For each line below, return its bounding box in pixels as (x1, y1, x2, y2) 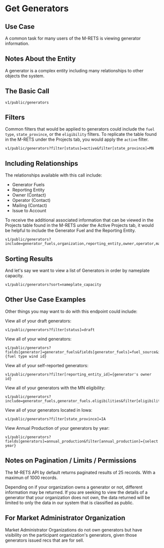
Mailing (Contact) (12, 202, 47, 208)
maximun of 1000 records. (5, 475, 58, 481)
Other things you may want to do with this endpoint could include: (5, 308, 138, 314)
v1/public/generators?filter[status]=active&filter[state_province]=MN (5, 146, 154, 151)
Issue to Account (12, 208, 46, 214)
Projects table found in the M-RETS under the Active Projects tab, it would (5, 222, 154, 228)
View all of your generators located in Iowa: (5, 407, 93, 413)
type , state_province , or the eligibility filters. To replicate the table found (5, 132, 157, 137)
